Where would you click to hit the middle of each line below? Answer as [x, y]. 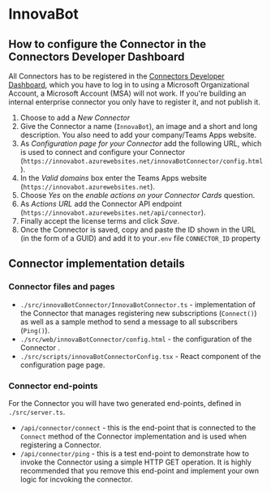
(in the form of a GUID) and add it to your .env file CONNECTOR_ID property [140, 238]
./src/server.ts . [37, 412]
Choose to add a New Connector [75, 118]
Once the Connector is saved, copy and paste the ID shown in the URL [138, 229]
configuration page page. [62, 365]
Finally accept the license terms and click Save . [100, 221]
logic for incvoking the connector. [76, 479]
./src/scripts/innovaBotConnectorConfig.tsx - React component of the [140, 356]
